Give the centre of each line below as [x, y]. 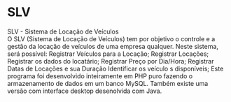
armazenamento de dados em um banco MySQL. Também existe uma [108, 83]
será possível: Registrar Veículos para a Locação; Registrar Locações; [108, 54]
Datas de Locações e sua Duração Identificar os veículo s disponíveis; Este [115, 68]
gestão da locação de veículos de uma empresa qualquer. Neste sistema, [113, 46]
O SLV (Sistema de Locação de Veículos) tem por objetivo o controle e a [111, 38]
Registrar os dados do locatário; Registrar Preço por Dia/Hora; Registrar [111, 61]
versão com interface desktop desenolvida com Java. [85, 91]
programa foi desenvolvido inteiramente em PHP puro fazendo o [100, 76]
